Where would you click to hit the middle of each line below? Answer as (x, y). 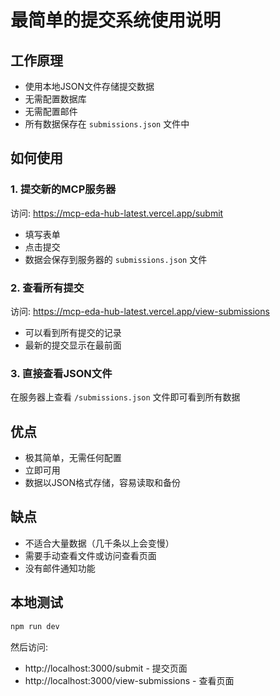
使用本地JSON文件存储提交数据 (89, 86)
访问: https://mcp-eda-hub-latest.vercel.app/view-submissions (140, 311)
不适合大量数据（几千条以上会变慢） (99, 543)
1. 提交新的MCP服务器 (63, 189)
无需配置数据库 (55, 99)
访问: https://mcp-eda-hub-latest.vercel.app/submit (117, 213)
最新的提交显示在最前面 (73, 345)
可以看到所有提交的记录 (73, 332)
